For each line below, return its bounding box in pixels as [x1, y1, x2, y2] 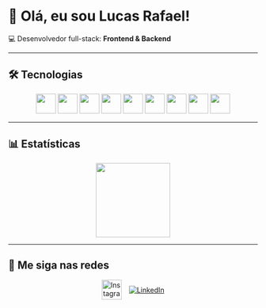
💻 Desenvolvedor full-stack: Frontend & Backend [8, 33, 172, 43]
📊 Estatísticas [8, 138, 81, 151]
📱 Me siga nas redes [8, 258, 109, 272]
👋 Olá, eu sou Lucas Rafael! [8, 7, 190, 25]
